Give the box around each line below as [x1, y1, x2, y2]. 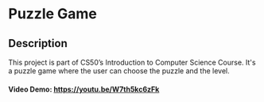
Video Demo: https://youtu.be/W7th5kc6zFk [8, 84, 160, 94]
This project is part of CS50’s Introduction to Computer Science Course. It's [8, 57, 256, 67]
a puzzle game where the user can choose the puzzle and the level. [8, 66, 231, 76]
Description [8, 37, 68, 50]
